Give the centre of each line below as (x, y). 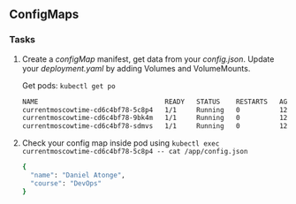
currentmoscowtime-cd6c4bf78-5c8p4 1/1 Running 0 (131, 110)
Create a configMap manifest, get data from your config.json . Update (148, 59)
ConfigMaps (44, 15)
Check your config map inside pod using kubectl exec (121, 143)
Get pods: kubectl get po (69, 85)
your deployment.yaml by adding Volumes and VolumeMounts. (136, 68)
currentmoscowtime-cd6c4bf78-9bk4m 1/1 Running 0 (131, 118)
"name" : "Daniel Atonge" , (78, 176)
